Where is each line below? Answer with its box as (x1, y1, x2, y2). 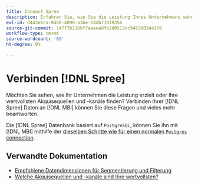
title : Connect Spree (6, 8, 60, 15)
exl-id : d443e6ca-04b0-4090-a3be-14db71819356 (6, 19, 123, 25)
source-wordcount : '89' (6, 36, 65, 42)
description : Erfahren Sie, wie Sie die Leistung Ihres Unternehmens (6, 14, 181, 20)
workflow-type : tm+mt (6, 31, 60, 36)
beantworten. (6, 110, 39, 117)
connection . (6, 134, 35, 141)
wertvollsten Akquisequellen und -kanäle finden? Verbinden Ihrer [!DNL (6, 98, 180, 105)
